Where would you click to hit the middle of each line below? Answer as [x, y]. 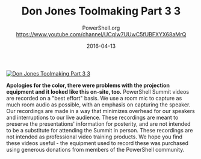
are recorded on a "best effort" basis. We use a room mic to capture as [94, 98]
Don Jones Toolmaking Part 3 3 [101, 11]
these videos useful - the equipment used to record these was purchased [97, 143]
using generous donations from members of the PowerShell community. [95, 149]
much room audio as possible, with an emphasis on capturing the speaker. [98, 105]
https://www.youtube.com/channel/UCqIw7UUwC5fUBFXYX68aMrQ [101, 34]
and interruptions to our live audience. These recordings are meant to [92, 117]
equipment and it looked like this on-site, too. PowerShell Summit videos [98, 91]
